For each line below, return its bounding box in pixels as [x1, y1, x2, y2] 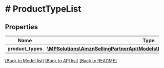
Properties [5, 23, 38, 31]
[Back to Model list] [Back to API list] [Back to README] [5, 58, 117, 64]
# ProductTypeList [5, 3, 82, 15]
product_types [7, 45, 42, 52]
